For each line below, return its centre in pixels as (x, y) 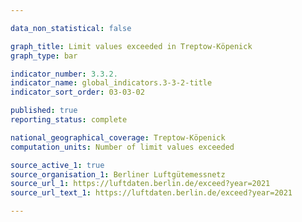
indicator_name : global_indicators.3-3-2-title (111, 83)
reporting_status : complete (69, 120)
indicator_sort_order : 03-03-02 (77, 92)
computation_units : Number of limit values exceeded (122, 147)
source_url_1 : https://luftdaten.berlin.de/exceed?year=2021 (140, 184)
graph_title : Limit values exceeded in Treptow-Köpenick (131, 46)
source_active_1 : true (57, 165)
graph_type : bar (44, 56)
